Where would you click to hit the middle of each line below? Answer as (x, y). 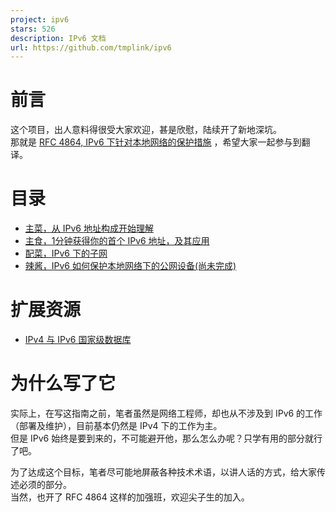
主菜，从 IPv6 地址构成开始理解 (89, 228)
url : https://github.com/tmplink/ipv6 (91, 47)
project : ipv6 (40, 19)
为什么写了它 (63, 383)
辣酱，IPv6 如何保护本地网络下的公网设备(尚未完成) (130, 266)
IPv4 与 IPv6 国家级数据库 (78, 340)
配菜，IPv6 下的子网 (66, 253)
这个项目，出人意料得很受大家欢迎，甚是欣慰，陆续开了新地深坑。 (146, 130)
